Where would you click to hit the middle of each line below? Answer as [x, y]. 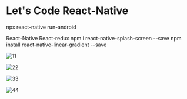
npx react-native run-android [41, 27]
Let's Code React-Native [67, 11]
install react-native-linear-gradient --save [56, 45]
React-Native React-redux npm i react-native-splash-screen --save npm [94, 38]
